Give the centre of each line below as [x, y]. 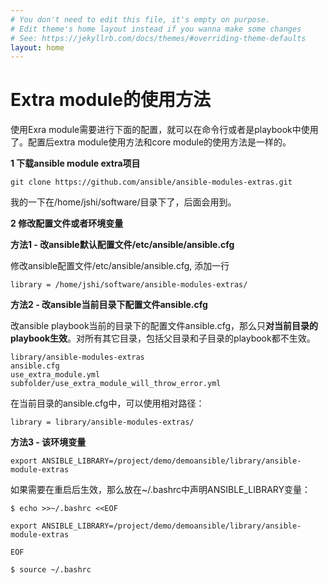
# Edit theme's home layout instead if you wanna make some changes [156, 29]
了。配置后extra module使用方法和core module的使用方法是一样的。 [151, 142]
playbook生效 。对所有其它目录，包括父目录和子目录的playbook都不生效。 [163, 338]
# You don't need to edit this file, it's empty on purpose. [140, 19]
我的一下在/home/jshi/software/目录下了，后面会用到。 [123, 202]
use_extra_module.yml [55, 375]
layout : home [37, 47]
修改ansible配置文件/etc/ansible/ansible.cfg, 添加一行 [120, 266]
